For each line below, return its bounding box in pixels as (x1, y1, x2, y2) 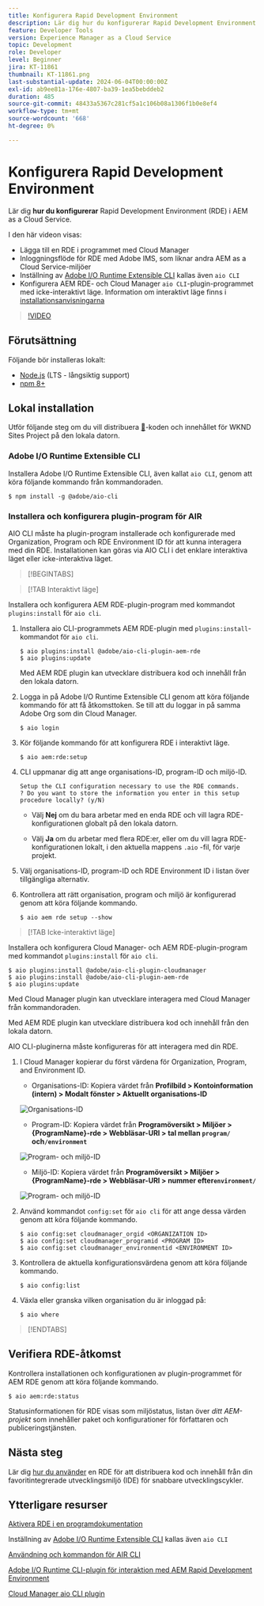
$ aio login (19, 723, 59, 732)
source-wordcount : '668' (8, 115, 90, 123)
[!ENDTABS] (27, 1324, 67, 1334)
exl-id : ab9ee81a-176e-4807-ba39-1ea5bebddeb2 (8, 85, 164, 93)
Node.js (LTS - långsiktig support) (19, 370, 130, 380)
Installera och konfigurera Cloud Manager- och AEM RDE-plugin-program (8, 943, 247, 952)
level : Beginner (8, 56, 62, 64)
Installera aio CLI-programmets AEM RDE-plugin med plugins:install (19, 623, 249, 633)
